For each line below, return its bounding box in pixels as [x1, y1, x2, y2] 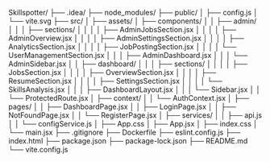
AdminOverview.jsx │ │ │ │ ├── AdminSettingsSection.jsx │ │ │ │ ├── [8, 33, 244, 43]
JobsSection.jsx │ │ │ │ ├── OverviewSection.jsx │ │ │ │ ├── [8, 68, 217, 77]
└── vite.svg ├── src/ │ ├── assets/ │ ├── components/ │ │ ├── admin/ [8, 16, 257, 26]
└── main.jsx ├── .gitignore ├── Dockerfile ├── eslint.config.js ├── [8, 127, 241, 137]
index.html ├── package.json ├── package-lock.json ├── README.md [8, 136, 248, 145]
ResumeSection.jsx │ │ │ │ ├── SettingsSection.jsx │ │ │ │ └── [8, 77, 223, 85]
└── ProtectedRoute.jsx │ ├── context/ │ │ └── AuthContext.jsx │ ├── [8, 93, 250, 102]
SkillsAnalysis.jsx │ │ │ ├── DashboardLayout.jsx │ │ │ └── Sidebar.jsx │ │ [8, 85, 261, 94]
